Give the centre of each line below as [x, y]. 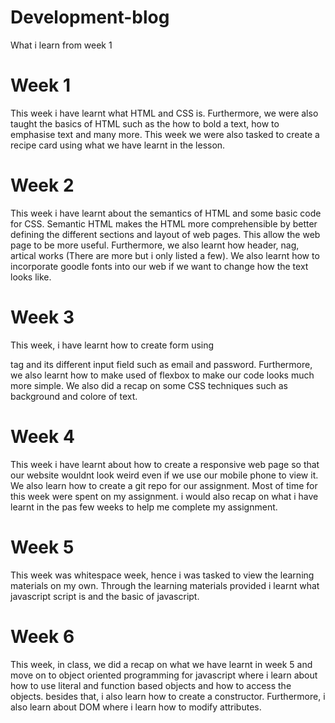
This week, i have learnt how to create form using [112, 345]
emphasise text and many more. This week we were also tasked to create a [165, 134]
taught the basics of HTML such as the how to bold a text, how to [145, 123]
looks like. [31, 277]
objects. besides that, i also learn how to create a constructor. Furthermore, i [168, 696]
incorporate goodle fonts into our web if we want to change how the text [159, 266]
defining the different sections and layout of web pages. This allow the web [165, 234]
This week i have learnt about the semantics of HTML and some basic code [166, 213]
